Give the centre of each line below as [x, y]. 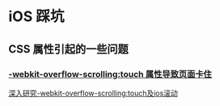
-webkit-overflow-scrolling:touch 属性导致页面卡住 [110, 74]
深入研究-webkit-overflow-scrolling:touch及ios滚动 [93, 93]
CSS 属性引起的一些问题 [69, 49]
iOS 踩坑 [36, 17]
